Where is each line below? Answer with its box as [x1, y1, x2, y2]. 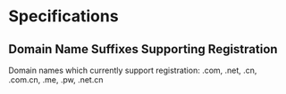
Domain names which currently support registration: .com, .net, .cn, [8, 65, 257, 75]
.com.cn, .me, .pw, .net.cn [8, 74, 104, 85]
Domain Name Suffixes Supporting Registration [8, 42, 278, 57]
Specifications [8, 6, 119, 27]
